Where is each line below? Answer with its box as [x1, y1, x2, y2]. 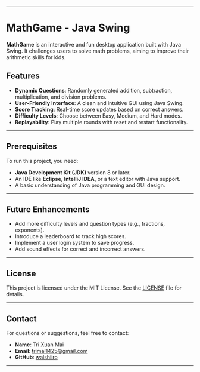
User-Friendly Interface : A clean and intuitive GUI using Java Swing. [14, 99, 184, 106]
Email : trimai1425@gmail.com [14, 348, 88, 354]
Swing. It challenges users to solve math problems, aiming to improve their [6, 47, 189, 54]
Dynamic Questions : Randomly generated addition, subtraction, [14, 87, 173, 94]
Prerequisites [6, 142, 57, 152]
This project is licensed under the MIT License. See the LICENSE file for [6, 284, 182, 291]
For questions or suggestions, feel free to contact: [6, 330, 129, 336]
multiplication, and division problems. [14, 93, 107, 100]
